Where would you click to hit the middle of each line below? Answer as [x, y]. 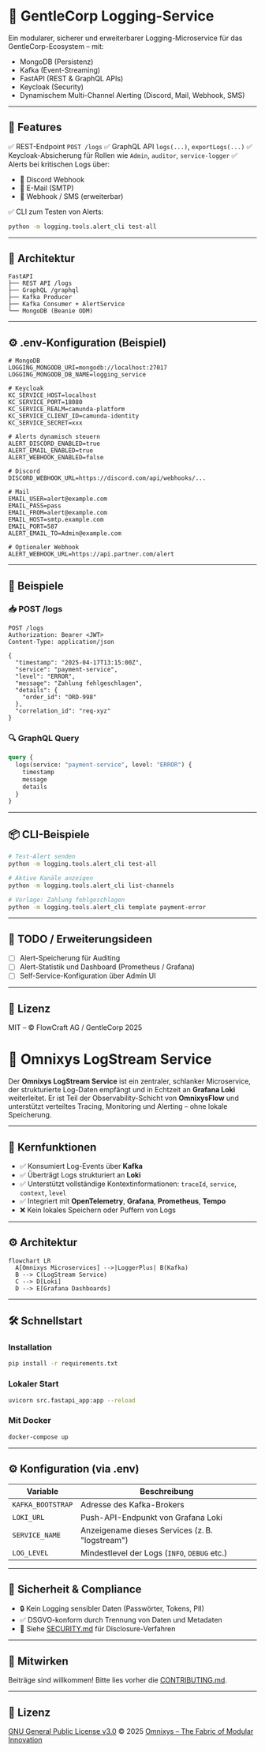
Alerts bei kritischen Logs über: [59, 164]
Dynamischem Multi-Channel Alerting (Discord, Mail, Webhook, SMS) [132, 95]
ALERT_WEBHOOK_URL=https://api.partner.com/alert [91, 554]
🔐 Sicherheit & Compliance [75, 1589]
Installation [30, 1347]
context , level [43, 1192]
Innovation [25, 1739]
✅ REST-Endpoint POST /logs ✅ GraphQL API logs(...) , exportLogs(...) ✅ [131, 146]
